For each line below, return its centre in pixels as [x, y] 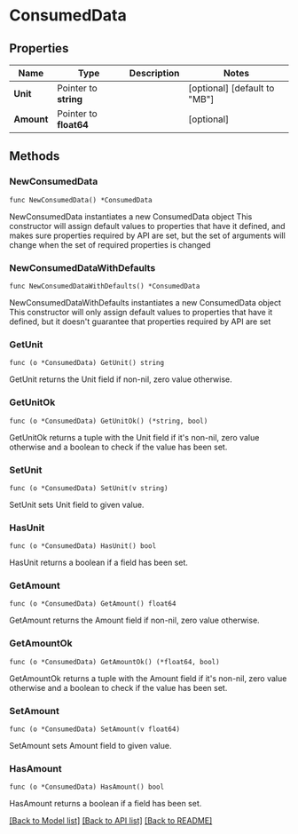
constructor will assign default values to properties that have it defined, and [147, 226]
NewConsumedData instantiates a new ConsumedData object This [131, 216]
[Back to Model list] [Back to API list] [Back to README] [111, 821]
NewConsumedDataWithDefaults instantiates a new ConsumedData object [145, 302]
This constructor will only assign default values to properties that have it [141, 312]
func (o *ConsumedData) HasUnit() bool [83, 546]
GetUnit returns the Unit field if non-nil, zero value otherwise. [121, 379]
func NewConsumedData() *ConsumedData [81, 200]
